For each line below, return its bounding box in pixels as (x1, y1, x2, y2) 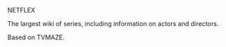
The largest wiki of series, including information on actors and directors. (7, 20, 219, 27)
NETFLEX (7, 6, 36, 14)
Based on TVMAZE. (7, 33, 65, 41)
